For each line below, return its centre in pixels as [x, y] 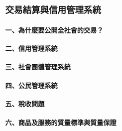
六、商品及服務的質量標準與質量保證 [61, 123]
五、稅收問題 [25, 104]
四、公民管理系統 [31, 85]
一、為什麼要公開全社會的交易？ [54, 30]
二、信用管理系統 [31, 49]
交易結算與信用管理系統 [53, 10]
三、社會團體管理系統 [38, 67]
